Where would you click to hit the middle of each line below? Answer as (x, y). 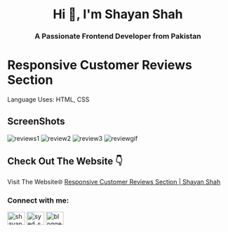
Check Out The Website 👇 (65, 162)
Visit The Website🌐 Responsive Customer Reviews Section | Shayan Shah (114, 182)
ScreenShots (36, 122)
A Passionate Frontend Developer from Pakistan (118, 36)
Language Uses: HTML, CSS (48, 100)
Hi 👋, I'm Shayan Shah (118, 14)
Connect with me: (38, 200)
